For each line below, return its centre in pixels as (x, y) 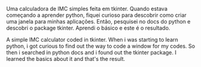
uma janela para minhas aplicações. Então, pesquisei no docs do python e (98, 21)
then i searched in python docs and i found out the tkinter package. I (91, 53)
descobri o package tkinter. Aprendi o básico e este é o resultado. (88, 28)
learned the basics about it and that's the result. (66, 59)
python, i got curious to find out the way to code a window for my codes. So (101, 46)
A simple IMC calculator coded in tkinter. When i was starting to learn (92, 40)
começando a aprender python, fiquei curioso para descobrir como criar (97, 15)
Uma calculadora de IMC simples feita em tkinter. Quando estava (87, 9)
